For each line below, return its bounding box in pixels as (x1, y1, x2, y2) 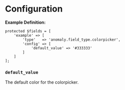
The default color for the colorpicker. (5, 79, 79, 85)
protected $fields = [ (5, 29, 51, 33)
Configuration (5, 3, 63, 15)
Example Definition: (5, 19, 46, 25)
